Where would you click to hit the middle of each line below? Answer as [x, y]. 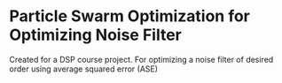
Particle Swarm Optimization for [130, 16]
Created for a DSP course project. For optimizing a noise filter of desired [141, 59]
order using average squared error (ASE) [83, 69]
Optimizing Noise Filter [95, 35]
